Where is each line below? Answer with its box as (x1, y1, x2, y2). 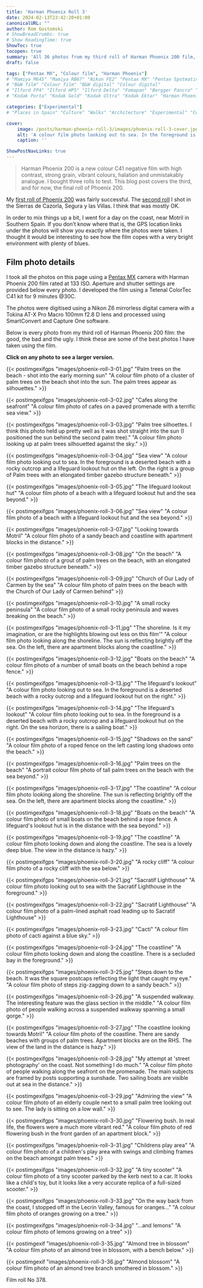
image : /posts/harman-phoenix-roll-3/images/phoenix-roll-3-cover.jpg (17, 126, 199, 132)
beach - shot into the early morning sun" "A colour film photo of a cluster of (6, 372, 195, 379)
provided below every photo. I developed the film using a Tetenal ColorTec (6, 286, 192, 294)
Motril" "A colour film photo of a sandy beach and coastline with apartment (6, 532, 193, 539)
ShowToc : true (6, 43, 42, 49)
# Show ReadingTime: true (6, 37, 71, 43)
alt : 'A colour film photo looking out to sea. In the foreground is (17, 131, 196, 138)
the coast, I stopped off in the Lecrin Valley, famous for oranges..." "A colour (6, 1203, 196, 1211)
